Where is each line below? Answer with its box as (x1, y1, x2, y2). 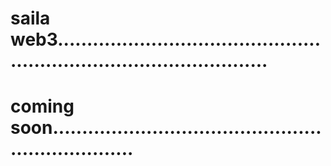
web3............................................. (10, 28, 322, 51)
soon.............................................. (10, 117, 322, 139)
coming (10, 95, 75, 118)
